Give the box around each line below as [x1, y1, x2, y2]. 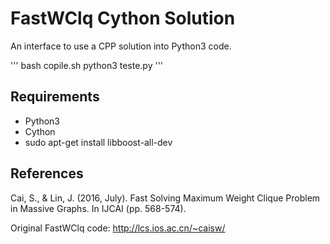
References [10, 165, 84, 182]
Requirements [10, 88, 100, 106]
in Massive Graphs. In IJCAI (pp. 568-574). [10, 202, 187, 214]
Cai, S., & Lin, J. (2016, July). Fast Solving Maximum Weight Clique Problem [10, 192, 321, 204]
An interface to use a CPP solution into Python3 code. [10, 40, 232, 52]
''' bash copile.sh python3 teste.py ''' [10, 59, 164, 71]
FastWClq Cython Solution [10, 7, 236, 30]
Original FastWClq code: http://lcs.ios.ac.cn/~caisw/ [10, 222, 226, 234]
